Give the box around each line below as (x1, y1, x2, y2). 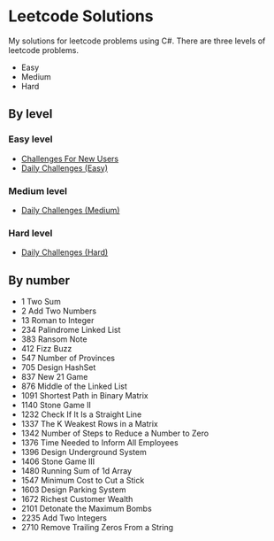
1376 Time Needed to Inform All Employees (20, 437, 179, 448)
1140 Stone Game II (20, 400, 92, 411)
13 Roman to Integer (20, 315, 95, 326)
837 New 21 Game (20, 372, 88, 383)
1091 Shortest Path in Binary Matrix (20, 390, 148, 401)
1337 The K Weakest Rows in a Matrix (20, 419, 158, 429)
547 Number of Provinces (20, 352, 116, 364)
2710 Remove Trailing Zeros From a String (20, 522, 174, 533)
